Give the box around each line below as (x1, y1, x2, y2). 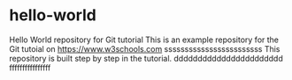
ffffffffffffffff (9, 62, 51, 73)
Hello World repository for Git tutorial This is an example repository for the (9, 34, 280, 45)
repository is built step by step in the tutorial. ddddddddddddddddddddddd (9, 53, 283, 63)
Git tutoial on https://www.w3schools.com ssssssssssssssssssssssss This (9, 43, 280, 54)
